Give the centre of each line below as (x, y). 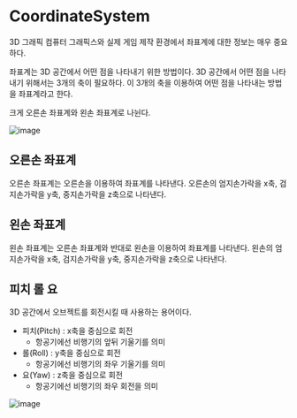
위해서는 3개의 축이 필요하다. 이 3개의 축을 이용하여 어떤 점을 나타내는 (145, 82)
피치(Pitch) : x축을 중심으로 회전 (77, 331)
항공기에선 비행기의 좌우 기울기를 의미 (100, 364)
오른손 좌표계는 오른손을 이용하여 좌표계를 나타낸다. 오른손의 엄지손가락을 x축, (144, 183)
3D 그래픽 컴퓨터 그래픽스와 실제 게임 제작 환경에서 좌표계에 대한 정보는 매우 (141, 42)
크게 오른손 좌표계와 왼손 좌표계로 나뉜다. (80, 112)
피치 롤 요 (34, 289)
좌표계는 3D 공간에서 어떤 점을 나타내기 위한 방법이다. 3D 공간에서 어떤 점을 (140, 72)
